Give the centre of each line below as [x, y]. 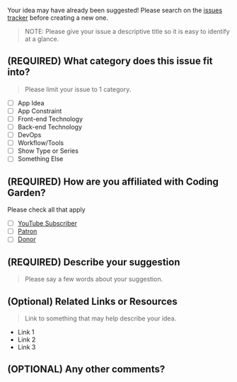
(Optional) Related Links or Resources [93, 301]
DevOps [29, 135]
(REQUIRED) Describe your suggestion [94, 262]
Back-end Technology [50, 127]
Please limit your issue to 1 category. [78, 89]
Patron [27, 231]
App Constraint [40, 111]
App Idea [31, 103]
